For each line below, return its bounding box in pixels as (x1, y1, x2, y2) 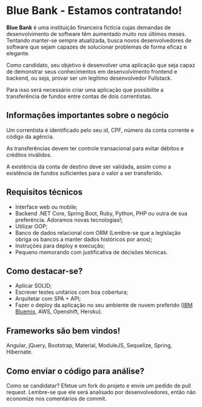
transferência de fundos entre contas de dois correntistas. (6, 92, 152, 100)
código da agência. (6, 133, 55, 140)
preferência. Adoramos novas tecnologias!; (15, 216, 123, 223)
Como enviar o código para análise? (6, 366, 144, 376)
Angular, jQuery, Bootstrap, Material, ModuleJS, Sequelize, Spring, (6, 342, 173, 349)
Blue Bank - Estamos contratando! (6, 4, 183, 18)
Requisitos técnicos (6, 187, 83, 198)
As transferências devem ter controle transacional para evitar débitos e (6, 144, 184, 152)
